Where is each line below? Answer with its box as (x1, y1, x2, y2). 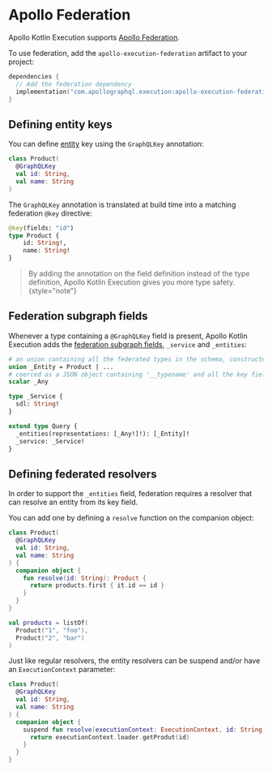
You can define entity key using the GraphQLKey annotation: (8, 139, 204, 149)
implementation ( (15, 88, 70, 96)
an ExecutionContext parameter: (8, 665, 116, 675)
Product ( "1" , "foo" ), (15, 626, 89, 634)
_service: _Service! (15, 437, 85, 445)
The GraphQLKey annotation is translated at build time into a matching (8, 199, 236, 209)
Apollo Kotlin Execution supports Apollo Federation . (8, 32, 180, 42)
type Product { (8, 231, 60, 240)
